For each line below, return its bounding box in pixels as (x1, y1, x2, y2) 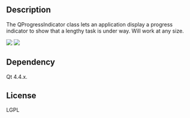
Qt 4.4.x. (6, 73, 28, 80)
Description (6, 5, 51, 15)
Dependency (6, 57, 55, 67)
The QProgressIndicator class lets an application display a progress (6, 20, 173, 28)
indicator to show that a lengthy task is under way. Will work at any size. (6, 27, 184, 34)
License (6, 90, 37, 101)
